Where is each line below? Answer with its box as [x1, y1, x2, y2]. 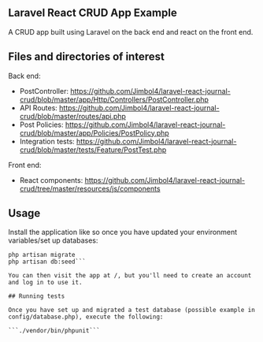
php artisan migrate [8, 251, 76, 259]
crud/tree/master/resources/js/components [19, 184, 161, 193]
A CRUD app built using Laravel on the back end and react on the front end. [8, 27, 254, 36]
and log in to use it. [8, 279, 83, 287]
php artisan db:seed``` [8, 258, 87, 266]
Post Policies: [19, 120, 64, 129]
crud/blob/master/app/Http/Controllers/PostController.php [19, 95, 209, 104]
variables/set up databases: [8, 236, 98, 245]
